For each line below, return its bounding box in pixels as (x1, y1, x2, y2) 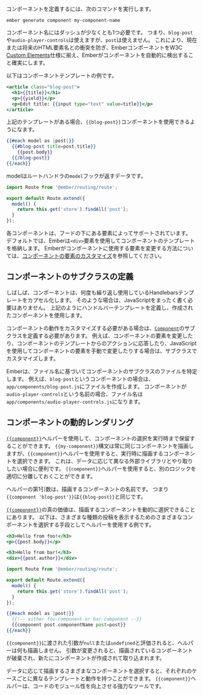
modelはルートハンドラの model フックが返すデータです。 (6, 172, 147, 179)
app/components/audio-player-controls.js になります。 (6, 397, 144, 405)
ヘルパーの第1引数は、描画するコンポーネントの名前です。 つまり (6, 485, 169, 493)
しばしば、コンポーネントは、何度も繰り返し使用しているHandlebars (6, 288, 179, 296)
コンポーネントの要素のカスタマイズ (22, 252, 113, 259)
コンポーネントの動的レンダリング (6, 417, 134, 428)
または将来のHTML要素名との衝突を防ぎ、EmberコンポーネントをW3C (6, 44, 183, 51)
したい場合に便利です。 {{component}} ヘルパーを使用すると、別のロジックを (6, 465, 197, 472)
